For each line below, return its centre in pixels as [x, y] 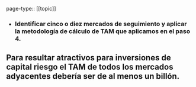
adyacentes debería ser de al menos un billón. [93, 76]
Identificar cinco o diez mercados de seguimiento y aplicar [101, 24]
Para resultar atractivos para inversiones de [89, 58]
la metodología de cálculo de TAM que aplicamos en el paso [102, 31]
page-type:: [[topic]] [31, 9]
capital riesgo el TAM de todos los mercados [90, 67]
